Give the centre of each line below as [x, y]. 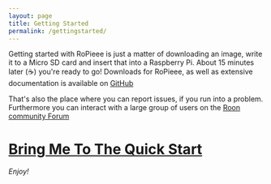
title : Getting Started [49, 24]
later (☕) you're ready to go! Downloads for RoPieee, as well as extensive [131, 72]
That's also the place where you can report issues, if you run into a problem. [136, 99]
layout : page [30, 16]
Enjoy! [19, 172]
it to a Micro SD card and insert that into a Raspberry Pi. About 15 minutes [131, 62]
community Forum [39, 116]
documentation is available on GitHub [71, 83]
